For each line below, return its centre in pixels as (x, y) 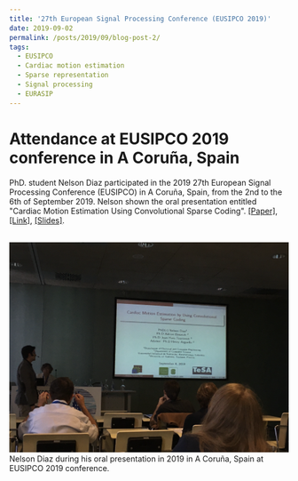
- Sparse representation (63, 76)
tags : (19, 47)
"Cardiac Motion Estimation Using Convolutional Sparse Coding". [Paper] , (143, 211)
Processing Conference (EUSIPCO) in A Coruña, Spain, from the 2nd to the (146, 192)
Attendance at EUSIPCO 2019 (119, 139)
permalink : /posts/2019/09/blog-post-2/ (85, 37)
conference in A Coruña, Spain (125, 158)
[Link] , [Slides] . (37, 220)
